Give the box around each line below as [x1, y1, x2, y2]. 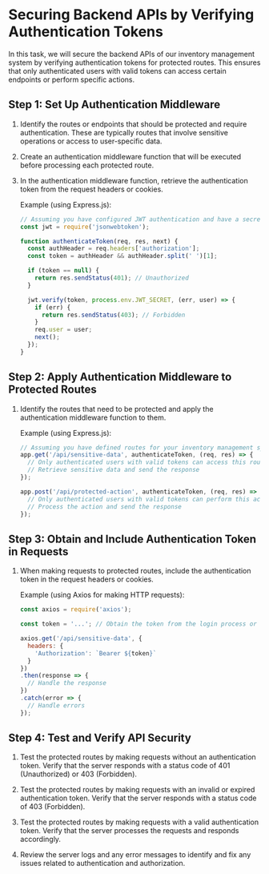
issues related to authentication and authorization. [19, 859, 186, 868]
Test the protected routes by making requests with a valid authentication [19, 817, 259, 827]
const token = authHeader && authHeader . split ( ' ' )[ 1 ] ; [27, 252, 218, 260]
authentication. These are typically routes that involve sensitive [19, 127, 228, 137]
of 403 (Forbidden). [19, 802, 86, 812]
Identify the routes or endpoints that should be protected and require [19, 119, 247, 129]
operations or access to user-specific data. [19, 136, 163, 146]
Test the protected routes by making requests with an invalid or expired [19, 785, 255, 795]
